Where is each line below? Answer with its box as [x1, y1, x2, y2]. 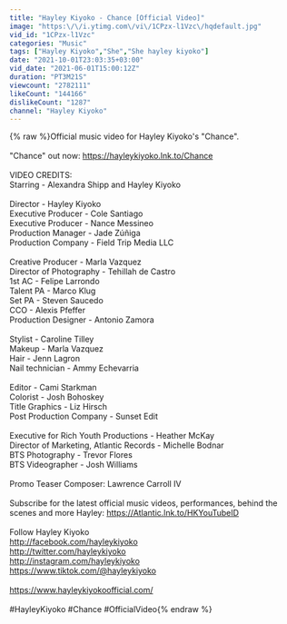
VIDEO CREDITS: [9, 170, 73, 181]
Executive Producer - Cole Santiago [9, 208, 143, 219]
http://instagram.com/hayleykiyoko [9, 556, 141, 567]
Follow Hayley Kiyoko [9, 527, 90, 538]
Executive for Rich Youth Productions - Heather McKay [9, 431, 215, 441]
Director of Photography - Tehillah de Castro [9, 266, 176, 277]
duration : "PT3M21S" [9, 73, 88, 82]
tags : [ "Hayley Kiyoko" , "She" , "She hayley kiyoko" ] [9, 47, 209, 56]
